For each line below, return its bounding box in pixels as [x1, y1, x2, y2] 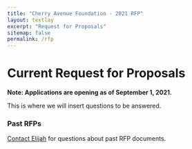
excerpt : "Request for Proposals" [7, 23, 107, 30]
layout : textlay [7, 17, 54, 23]
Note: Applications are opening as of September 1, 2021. [7, 88, 173, 97]
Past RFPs [7, 119, 42, 128]
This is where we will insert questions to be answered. [7, 101, 162, 110]
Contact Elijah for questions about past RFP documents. [7, 135, 166, 143]
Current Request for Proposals [7, 66, 186, 81]
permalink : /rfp [7, 36, 54, 43]
